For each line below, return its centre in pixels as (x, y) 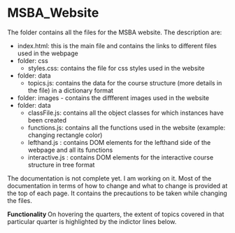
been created (47, 120)
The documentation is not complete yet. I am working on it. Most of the (109, 178)
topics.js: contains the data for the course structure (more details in (125, 83)
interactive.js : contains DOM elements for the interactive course (121, 157)
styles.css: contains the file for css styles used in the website (116, 68)
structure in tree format (61, 164)
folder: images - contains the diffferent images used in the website (113, 98)
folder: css (33, 60)
